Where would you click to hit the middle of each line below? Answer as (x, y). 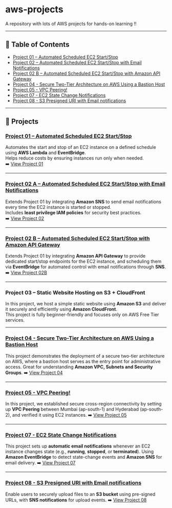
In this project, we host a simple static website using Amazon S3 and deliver (86, 304)
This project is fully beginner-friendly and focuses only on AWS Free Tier (82, 315)
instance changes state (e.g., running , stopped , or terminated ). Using (80, 452)
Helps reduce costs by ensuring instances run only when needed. (75, 158)
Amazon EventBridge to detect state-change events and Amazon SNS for (84, 457)
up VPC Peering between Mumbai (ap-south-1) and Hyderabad (72, 409)
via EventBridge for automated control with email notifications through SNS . (86, 267)
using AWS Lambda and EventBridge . (46, 153)
